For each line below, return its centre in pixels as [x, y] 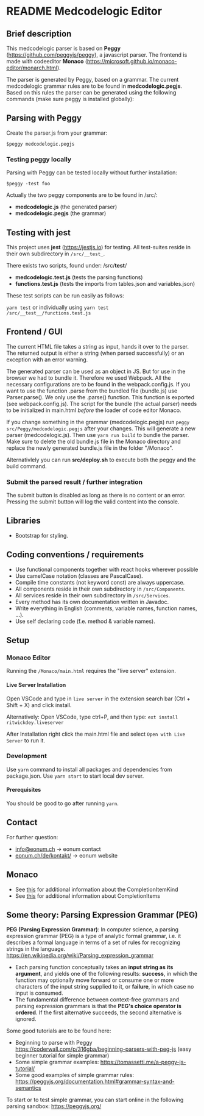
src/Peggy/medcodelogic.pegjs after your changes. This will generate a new [101, 428]
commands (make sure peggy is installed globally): [70, 99]
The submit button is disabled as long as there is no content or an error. [96, 496]
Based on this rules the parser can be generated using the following [91, 92]
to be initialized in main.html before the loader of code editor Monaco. [94, 410]
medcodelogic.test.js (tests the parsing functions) [79, 277]
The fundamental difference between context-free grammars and [97, 1000]
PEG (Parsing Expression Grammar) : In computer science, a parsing [92, 929]
